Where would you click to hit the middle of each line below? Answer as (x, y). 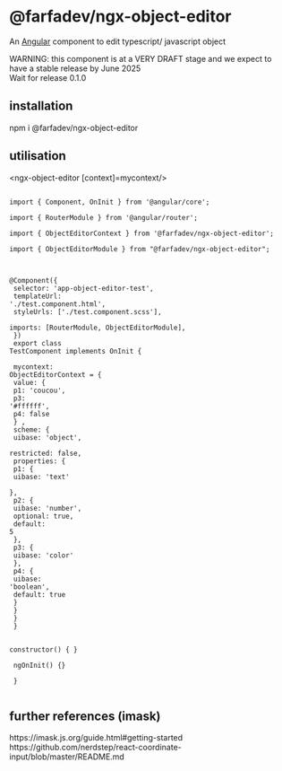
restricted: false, (46, 453)
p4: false (31, 414)
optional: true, (43, 516)
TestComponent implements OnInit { (76, 351)
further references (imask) (85, 716)
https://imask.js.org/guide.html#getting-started (96, 738)
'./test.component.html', (57, 304)
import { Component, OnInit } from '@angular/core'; (110, 202)
